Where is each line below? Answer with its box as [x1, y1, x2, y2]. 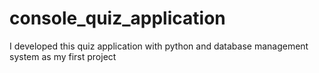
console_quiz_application [9, 7, 226, 30]
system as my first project [9, 50, 117, 62]
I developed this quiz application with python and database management [9, 40, 309, 52]
